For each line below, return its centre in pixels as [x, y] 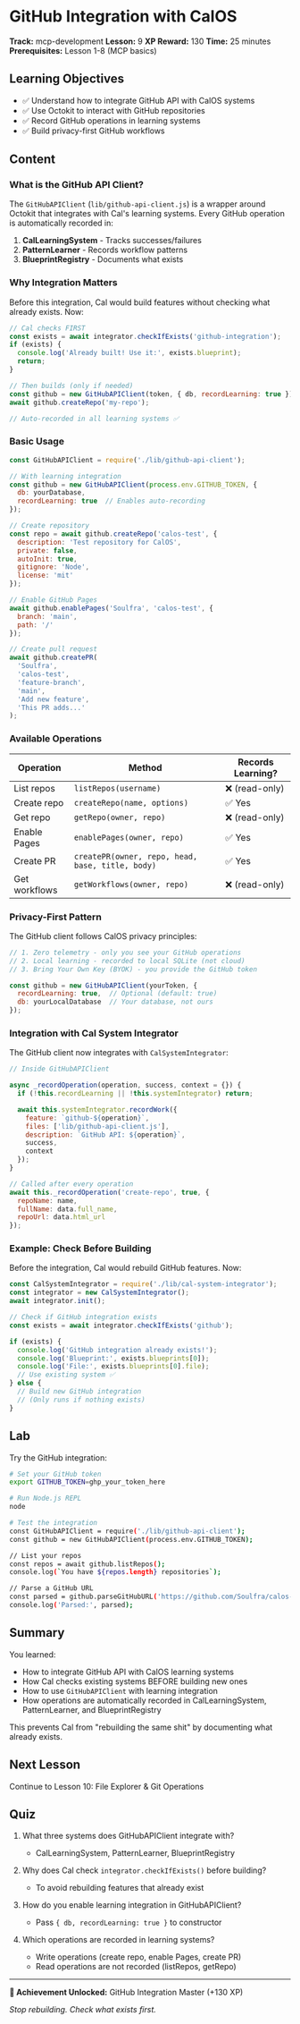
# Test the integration [54, 1523]
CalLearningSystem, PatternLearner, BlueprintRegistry [135, 1853]
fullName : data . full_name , [67, 1209]
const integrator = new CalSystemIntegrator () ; [100, 1293]
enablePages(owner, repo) [129, 837]
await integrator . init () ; [57, 1301]
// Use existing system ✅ [67, 1375]
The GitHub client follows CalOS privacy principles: [103, 936]
